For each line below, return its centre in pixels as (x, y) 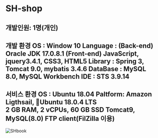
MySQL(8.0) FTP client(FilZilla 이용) (60, 119)
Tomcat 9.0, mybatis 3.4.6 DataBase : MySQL (76, 69)
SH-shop (24, 9)
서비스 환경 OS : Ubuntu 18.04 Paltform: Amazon (79, 94)
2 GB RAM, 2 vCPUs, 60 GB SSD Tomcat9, (70, 110)
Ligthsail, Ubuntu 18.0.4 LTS (51, 102)
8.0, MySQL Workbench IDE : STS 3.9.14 (68, 76)
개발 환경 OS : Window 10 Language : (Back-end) (79, 46)
